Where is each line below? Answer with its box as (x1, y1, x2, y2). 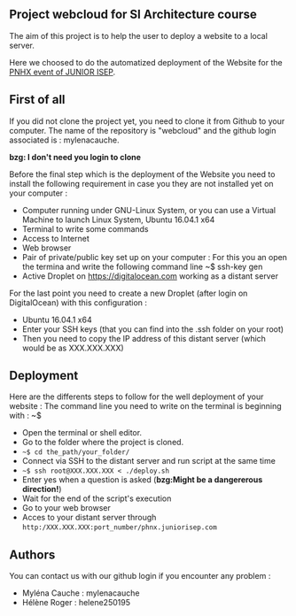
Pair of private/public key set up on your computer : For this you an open (21, 251, 288, 262)
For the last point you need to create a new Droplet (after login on (9, 288, 248, 298)
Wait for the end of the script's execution (21, 493, 172, 504)
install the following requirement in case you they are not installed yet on (9, 178, 274, 189)
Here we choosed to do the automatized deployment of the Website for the (9, 57, 283, 67)
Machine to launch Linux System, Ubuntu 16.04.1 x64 (21, 214, 215, 225)
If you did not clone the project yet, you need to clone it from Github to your (9, 115, 285, 127)
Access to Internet (21, 233, 90, 243)
